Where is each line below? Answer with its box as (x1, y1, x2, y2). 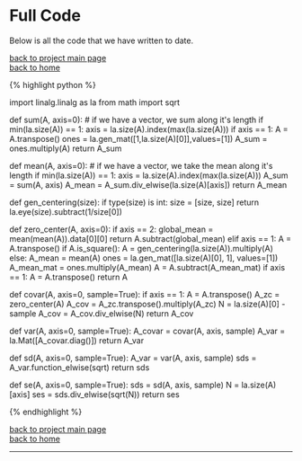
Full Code (9, 5, 81, 26)
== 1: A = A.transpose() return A (9, 271, 129, 282)
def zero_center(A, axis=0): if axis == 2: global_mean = (9, 224, 214, 235)
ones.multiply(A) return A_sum (9, 143, 122, 154)
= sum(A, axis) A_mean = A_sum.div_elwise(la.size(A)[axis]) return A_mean (9, 179, 288, 190)
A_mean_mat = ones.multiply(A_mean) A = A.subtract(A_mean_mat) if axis (9, 262, 286, 272)
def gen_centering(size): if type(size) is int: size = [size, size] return (9, 197, 260, 208)
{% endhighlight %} (9, 406, 83, 417)
